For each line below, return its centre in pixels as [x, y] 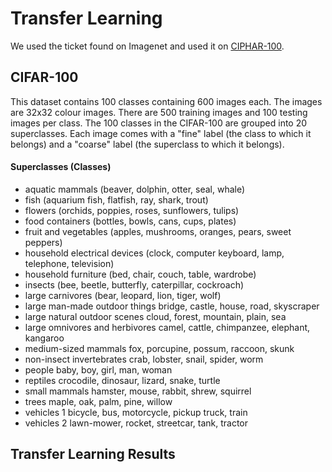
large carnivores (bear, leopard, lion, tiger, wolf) [123, 295]
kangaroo [44, 338]
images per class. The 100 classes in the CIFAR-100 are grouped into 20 [159, 123]
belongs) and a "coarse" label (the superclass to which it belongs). [147, 144]
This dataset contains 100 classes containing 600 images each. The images [166, 101]
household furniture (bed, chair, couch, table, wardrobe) [140, 274]
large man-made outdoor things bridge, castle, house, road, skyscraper [172, 306]
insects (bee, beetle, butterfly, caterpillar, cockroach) [134, 284]
